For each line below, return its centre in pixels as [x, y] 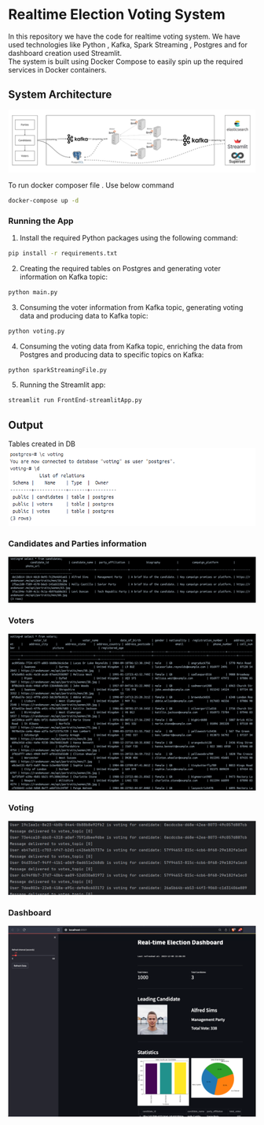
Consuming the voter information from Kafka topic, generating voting [131, 307]
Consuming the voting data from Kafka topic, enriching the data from [131, 346]
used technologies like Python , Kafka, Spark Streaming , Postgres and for [128, 44]
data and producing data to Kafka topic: [84, 315]
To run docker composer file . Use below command [91, 185]
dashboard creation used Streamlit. [65, 53]
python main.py [33, 292]
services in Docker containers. [58, 69]
